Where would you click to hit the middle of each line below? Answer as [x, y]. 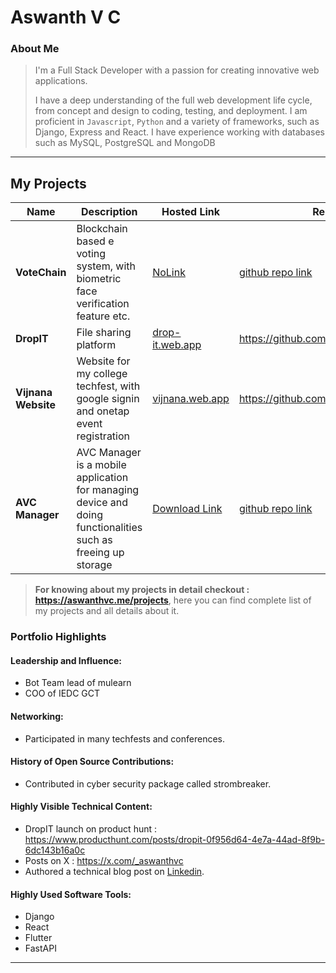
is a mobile [101, 465]
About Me [35, 49]
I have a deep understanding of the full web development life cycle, [173, 100]
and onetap [103, 411]
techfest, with [108, 386]
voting [91, 254]
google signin [108, 399]
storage [94, 565]
